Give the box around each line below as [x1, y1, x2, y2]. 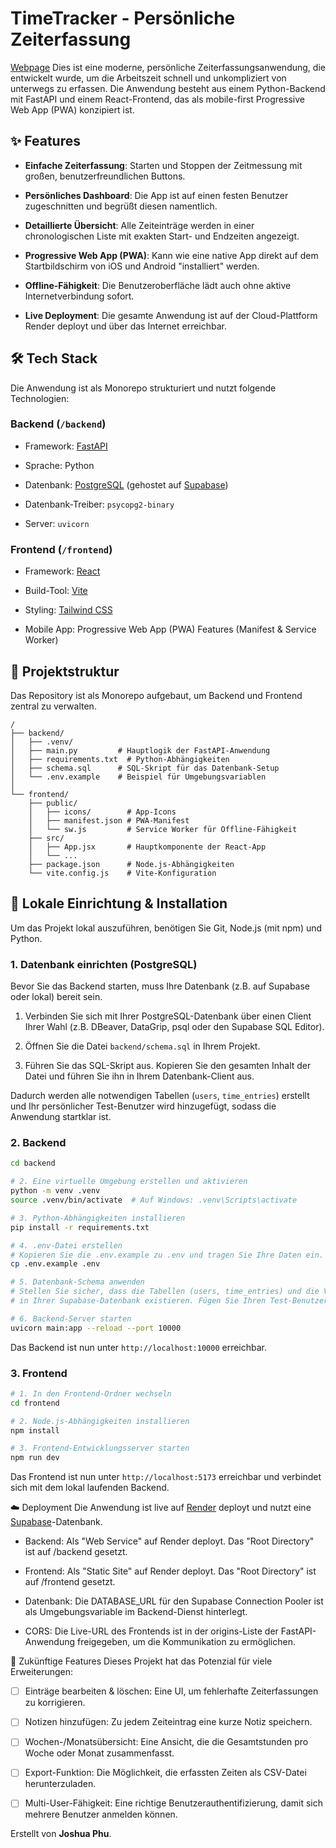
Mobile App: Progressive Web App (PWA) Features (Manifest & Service [24, 623, 317, 636]
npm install [10, 1425, 60, 1436]
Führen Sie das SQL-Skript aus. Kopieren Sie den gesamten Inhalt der [24, 1060, 312, 1072]
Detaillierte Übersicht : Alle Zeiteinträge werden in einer [24, 219, 255, 231]
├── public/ [28, 798, 78, 808]
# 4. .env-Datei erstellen [10, 1240, 123, 1251]
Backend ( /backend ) [10, 417, 107, 431]
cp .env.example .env [10, 1259, 101, 1269]
